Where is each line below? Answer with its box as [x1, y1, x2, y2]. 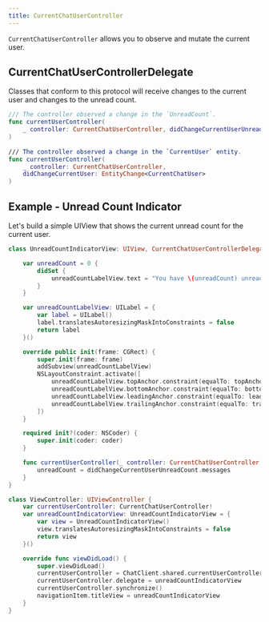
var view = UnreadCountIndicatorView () [37, 518, 171, 526]
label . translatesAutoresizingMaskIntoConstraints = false [37, 319, 235, 327]
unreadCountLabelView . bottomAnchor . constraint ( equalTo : [50, 385, 242, 393]
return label [37, 326, 81, 334]
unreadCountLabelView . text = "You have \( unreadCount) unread [50, 274, 263, 283]
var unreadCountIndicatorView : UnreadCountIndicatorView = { [22, 510, 231, 519]
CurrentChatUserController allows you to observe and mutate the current [8, 34, 251, 43]
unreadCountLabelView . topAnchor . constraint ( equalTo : [50, 378, 231, 386]
